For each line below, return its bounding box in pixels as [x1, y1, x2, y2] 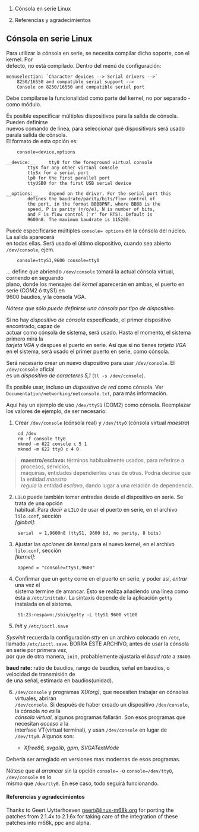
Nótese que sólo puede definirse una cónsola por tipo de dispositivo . [6, 304, 175, 311]
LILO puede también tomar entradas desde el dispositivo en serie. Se [14, 493, 184, 500]
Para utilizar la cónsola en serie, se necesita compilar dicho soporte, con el [6, 49, 190, 56]
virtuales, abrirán [14, 695, 56, 702]
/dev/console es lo [6, 773, 52, 780]
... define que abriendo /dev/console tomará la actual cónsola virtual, [6, 267, 175, 275]
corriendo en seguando [6, 274, 64, 281]
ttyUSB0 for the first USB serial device [27, 180, 132, 186]
